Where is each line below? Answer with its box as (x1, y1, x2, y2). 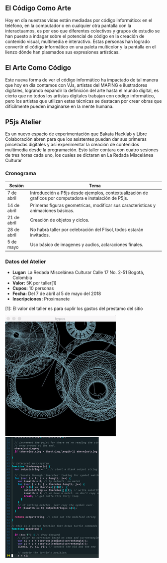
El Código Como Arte (5, 4, 71, 12)
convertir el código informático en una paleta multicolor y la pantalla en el (5, 43, 156, 49)
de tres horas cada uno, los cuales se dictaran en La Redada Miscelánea (5, 152, 154, 158)
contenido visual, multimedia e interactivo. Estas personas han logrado (5, 38, 150, 44)
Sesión (9, 183, 24, 189)
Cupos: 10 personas (12, 285, 54, 291)
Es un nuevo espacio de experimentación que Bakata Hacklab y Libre (5, 131, 147, 137)
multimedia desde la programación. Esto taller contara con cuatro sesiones (5, 147, 159, 153)
